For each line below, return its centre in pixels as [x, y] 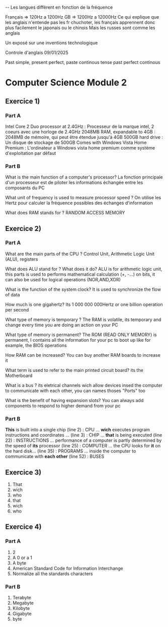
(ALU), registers [22, 259]
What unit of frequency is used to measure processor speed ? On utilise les [83, 198]
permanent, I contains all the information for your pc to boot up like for [78, 340]
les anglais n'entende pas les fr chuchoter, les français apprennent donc [80, 22]
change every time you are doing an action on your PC [62, 325]
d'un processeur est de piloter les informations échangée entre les [74, 183]
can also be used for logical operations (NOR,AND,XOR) [63, 279]
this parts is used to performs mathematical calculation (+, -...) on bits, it [80, 274]
